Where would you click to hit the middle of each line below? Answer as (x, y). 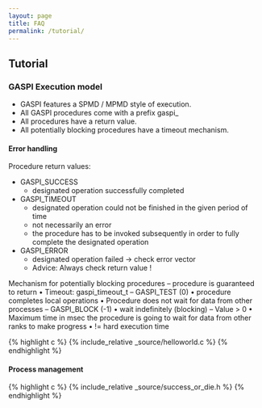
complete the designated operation (90, 242)
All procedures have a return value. (78, 121)
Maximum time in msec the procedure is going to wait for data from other (130, 318)
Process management (46, 369)
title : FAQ (27, 23)
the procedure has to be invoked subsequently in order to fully (135, 233)
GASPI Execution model (56, 86)
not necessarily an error (72, 225)
